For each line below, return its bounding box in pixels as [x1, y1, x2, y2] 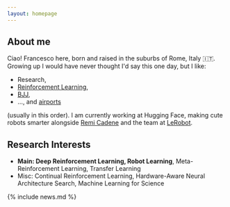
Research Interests [7, 138, 91, 150]
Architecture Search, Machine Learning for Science [17, 179, 165, 188]
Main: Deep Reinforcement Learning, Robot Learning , [17, 157, 175, 165]
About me [7, 36, 51, 48]
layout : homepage [7, 10, 58, 17]
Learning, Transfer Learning [61, 165, 141, 173]
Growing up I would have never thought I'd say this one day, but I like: [7, 62, 206, 70]
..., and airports [17, 98, 61, 106]
